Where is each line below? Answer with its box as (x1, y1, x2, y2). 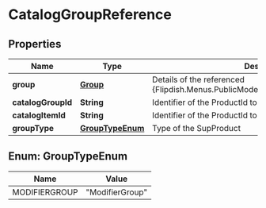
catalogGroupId (12, 97, 73, 108)
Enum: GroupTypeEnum (8, 149, 128, 164)
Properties (8, 37, 62, 51)
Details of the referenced (151, 74, 245, 85)
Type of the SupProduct (151, 123, 241, 133)
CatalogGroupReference (8, 6, 172, 24)
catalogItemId (12, 110, 66, 121)
